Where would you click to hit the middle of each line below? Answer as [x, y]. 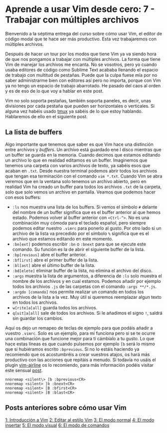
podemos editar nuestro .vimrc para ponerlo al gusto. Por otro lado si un [87, 228]
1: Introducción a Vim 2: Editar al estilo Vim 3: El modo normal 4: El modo [80, 420]
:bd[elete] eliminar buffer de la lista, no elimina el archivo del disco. [83, 270]
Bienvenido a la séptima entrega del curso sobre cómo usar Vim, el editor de [84, 33]
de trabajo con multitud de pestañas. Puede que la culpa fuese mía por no [81, 75]
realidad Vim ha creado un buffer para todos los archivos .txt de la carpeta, [83, 187]
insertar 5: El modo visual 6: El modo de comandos [57, 425]
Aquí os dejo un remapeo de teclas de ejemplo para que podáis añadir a [79, 328]
